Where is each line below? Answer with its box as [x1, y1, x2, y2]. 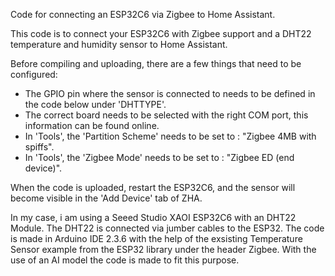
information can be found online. [24, 120, 160, 131]
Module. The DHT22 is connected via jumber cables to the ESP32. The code [10, 222, 325, 234]
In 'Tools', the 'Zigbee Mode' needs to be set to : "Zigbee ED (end [24, 152, 295, 163]
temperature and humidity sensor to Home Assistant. [10, 39, 228, 50]
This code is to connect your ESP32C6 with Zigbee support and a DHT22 [10, 28, 312, 39]
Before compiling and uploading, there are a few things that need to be [10, 58, 302, 69]
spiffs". [24, 141, 55, 153]
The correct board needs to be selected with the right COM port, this [24, 109, 309, 121]
